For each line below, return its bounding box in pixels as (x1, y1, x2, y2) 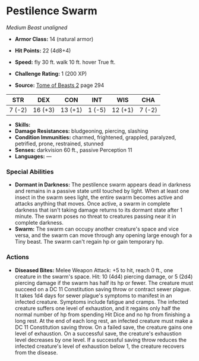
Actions (6, 253, 30, 262)
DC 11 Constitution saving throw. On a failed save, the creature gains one (14, 323, 192, 331)
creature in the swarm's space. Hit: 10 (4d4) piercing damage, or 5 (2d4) (14, 273, 193, 280)
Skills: (14, 121, 31, 128)
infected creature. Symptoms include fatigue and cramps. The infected (14, 298, 188, 305)
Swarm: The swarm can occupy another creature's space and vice (14, 225, 179, 233)
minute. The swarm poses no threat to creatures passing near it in (14, 213, 176, 220)
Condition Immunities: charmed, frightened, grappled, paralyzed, (14, 133, 176, 141)
